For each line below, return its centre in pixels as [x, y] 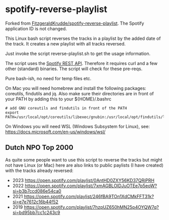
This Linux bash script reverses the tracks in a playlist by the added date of [83, 38]
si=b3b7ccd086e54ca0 [37, 191]
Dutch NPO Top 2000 [39, 148]
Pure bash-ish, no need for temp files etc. [48, 78]
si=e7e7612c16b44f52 [35, 202]
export [12, 113]
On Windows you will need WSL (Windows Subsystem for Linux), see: [77, 126]
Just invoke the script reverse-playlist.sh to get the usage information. [78, 53]
